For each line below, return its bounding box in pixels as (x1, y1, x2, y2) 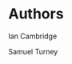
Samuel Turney (8, 46, 58, 56)
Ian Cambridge (8, 31, 58, 41)
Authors (8, 5, 64, 23)
